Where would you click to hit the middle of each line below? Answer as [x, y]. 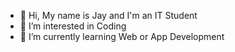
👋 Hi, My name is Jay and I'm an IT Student [108, 15]
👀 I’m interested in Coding [73, 26]
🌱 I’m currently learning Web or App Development [122, 36]
